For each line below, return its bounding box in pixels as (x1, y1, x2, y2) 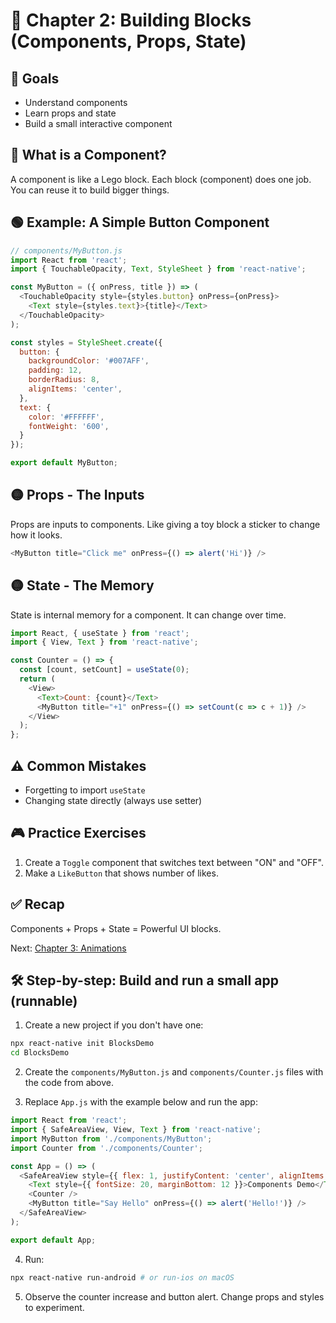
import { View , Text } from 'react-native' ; (10, 637, 199, 648)
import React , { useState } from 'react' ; (10, 628, 190, 638)
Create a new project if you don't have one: (24, 1019, 204, 1031)
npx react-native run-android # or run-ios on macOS (10, 1272, 235, 1283)
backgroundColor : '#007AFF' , (28, 356, 150, 366)
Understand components (24, 97, 128, 108)
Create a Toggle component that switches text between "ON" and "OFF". (24, 856, 325, 868)
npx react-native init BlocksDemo (10, 1039, 155, 1049)
